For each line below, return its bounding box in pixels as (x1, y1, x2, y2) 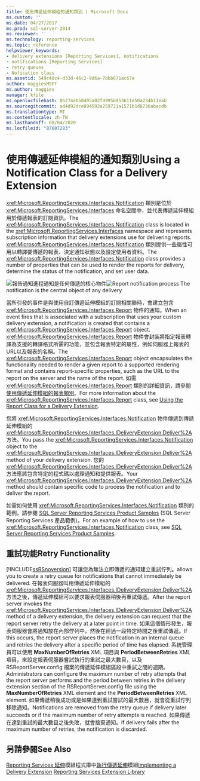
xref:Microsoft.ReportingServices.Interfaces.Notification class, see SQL (6, 523, 182, 531)
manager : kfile (6, 92, 44, 98)
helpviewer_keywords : (6, 48, 60, 54)
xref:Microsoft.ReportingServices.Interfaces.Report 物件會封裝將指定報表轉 (6, 333, 191, 340)
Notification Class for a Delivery (6, 166, 168, 180)
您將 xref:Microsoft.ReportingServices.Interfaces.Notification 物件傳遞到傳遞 (6, 415, 194, 422)
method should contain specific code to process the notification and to (6, 483, 181, 490)
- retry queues (6, 64, 44, 71)
